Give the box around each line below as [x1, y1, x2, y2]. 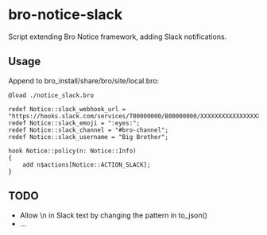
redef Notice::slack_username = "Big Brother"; [8, 133, 169, 141]
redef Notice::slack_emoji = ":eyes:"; [8, 119, 141, 127]
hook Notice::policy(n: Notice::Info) [8, 147, 137, 155]
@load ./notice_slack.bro [8, 91, 94, 99]
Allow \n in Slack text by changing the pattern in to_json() [19, 210, 208, 220]
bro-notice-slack [8, 6, 123, 24]
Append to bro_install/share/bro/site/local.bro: [8, 75, 160, 85]
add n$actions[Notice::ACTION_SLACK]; [22, 160, 151, 168]
